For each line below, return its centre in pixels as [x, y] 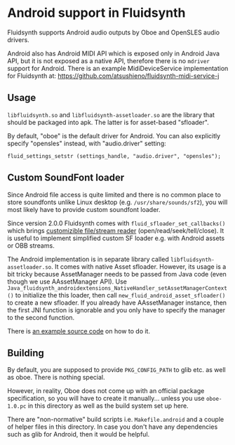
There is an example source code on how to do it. [79, 331]
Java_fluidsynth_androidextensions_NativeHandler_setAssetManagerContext [117, 288]
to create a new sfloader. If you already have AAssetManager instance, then [117, 303]
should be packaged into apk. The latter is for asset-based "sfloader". [108, 122]
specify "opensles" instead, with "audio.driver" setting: [87, 143]
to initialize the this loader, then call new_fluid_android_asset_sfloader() [120, 295]
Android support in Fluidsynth [96, 13]
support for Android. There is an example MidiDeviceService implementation [118, 68]
